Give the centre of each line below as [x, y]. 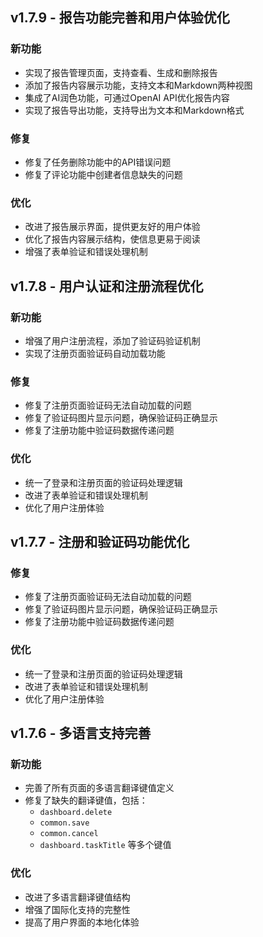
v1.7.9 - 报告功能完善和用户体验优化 [120, 18]
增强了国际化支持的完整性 [77, 909]
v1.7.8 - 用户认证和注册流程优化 [107, 286]
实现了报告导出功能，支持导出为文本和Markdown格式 [134, 110]
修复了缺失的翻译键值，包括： [86, 800]
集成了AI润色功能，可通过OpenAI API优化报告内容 [127, 97]
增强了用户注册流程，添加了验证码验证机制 [112, 340]
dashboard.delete [76, 813]
